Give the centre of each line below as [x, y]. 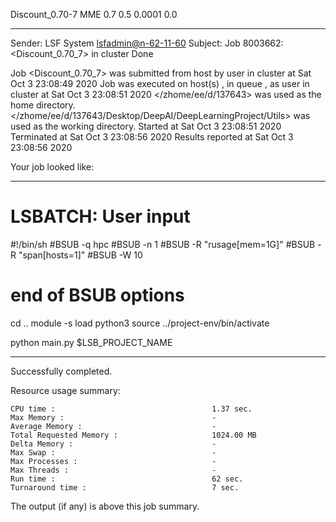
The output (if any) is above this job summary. [105, 506]
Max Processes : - [113, 461]
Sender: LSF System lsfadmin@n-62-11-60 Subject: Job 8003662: [147, 43]
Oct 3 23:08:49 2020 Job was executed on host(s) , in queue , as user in [160, 83]
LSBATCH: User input [100, 216]
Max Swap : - [113, 452]
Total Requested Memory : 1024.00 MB [133, 435]
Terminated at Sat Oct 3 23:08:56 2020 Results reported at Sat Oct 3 [152, 137]
